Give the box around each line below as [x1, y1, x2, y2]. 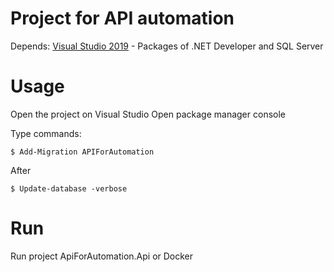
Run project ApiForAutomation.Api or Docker [10, 250, 194, 262]
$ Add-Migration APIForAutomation [10, 147, 155, 157]
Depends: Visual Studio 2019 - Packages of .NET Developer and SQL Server [10, 40, 324, 52]
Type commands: [10, 127, 82, 139]
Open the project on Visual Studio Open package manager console [10, 108, 286, 120]
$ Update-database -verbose [10, 183, 128, 194]
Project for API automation [10, 7, 235, 30]
